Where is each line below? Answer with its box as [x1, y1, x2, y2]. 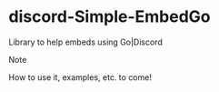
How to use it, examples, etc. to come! [8, 71, 152, 83]
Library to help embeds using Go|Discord [8, 36, 163, 47]
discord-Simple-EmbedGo [8, 6, 211, 27]
